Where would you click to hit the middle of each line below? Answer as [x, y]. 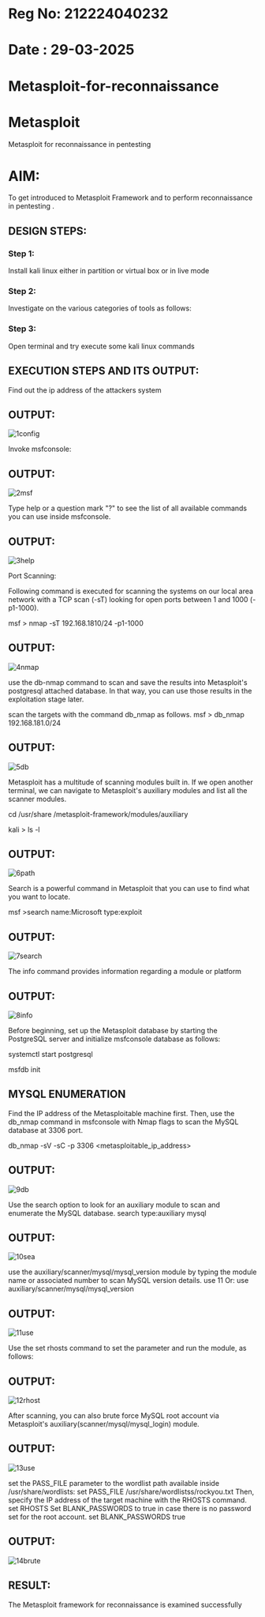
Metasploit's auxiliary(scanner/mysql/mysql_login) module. [104, 1424]
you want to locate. [39, 897]
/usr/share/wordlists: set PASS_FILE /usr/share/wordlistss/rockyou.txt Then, [131, 1491]
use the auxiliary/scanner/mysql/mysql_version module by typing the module [132, 1272]
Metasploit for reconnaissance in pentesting [80, 144]
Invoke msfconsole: [40, 449]
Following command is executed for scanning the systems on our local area [131, 591]
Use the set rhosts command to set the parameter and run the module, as [127, 1348]
